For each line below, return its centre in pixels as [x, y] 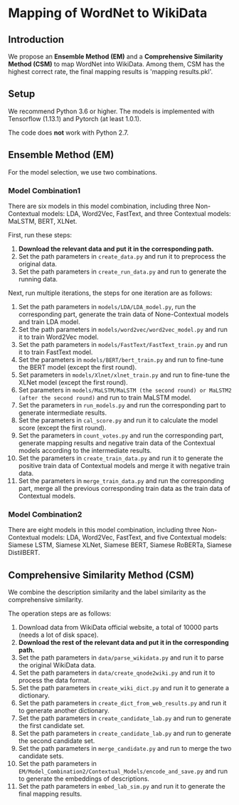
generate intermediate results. [63, 412]
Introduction [36, 40]
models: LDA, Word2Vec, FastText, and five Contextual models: [134, 537]
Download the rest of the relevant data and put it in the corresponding [123, 643]
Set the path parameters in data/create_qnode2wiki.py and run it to [117, 673]
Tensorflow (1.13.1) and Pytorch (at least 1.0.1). [75, 118]
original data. [38, 264]
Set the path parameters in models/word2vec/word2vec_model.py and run [123, 329]
